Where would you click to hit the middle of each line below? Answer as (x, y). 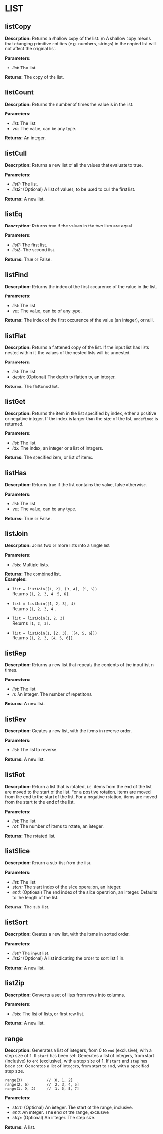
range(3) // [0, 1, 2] (39, 1080)
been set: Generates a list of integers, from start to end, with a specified (77, 1066)
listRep (16, 653)
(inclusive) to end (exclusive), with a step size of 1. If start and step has (76, 1061)
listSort (17, 922)
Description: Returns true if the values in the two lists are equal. (69, 226)
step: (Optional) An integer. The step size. (54, 1118)
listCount (19, 93)
